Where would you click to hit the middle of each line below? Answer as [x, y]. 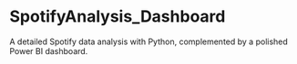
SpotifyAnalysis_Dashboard [118, 17]
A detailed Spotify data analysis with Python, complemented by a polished [149, 41]
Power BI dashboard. [49, 50]
